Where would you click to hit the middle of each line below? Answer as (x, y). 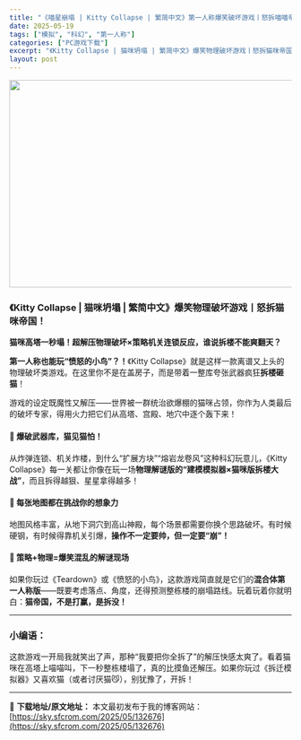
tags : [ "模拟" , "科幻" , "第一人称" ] (73, 34)
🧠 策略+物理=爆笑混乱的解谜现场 (69, 558)
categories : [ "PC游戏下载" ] (59, 43)
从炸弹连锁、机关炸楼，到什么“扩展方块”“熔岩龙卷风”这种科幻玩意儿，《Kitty (148, 457)
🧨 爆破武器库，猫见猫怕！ (56, 436)
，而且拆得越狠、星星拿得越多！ (80, 480)
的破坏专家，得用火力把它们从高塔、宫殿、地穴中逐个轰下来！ (123, 414)
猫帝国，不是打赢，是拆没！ (76, 601)
